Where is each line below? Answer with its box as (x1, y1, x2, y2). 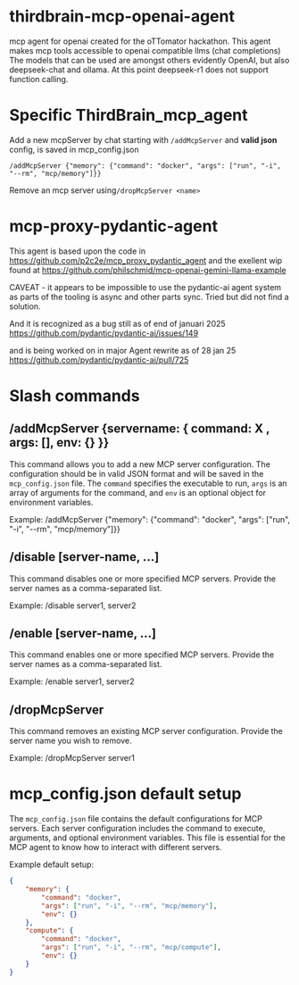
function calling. (9, 73, 69, 84)
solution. (9, 301, 42, 312)
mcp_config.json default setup (9, 784, 242, 805)
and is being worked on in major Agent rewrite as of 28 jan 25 (9, 345, 237, 355)
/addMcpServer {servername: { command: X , (9, 422, 270, 437)
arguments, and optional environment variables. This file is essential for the (9, 832, 286, 843)
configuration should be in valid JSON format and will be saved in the (9, 468, 264, 479)
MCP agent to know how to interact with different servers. (9, 842, 222, 853)
